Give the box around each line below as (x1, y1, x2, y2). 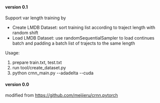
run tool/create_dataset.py (12, 65, 66, 71)
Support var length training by (5, 15, 66, 21)
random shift (12, 30, 39, 36)
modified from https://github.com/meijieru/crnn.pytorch (5, 92, 119, 99)
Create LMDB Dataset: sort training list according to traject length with (12, 25, 156, 31)
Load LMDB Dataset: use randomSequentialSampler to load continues (12, 35, 155, 41)
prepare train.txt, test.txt (12, 59, 62, 65)
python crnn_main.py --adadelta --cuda (12, 70, 94, 76)
